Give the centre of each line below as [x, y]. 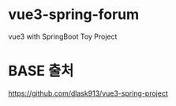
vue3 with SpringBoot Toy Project [63, 36]
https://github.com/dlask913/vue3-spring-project [88, 93]
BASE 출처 [41, 71]
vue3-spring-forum [74, 15]
